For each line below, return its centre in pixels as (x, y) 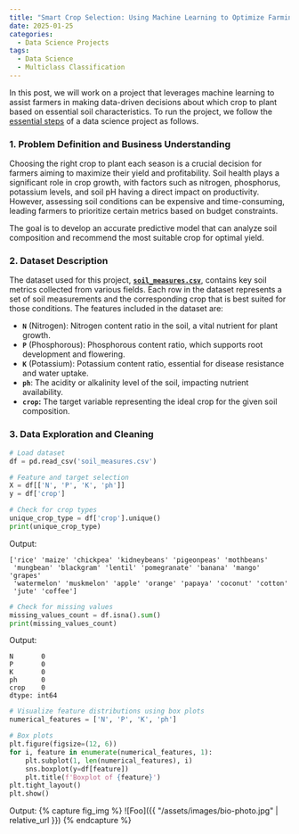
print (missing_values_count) (63, 623)
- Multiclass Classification (71, 68)
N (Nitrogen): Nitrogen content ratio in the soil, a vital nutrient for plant (150, 326)
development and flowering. (73, 354)
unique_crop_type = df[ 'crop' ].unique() (85, 518)
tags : (19, 51)
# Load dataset (37, 453)
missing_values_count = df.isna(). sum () (85, 615)
